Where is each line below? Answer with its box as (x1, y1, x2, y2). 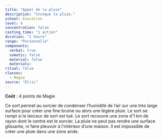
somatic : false (9, 52, 40, 58)
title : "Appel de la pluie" (5, 7, 62, 12)
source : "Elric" (5, 79, 38, 84)
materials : (9, 61, 32, 66)
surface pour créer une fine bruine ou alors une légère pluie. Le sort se (5, 108, 148, 114)
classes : (5, 71, 23, 76)
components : (5, 43, 29, 48)
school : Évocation (5, 16, 42, 21)
